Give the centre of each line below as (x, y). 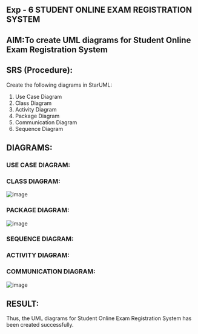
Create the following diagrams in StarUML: (59, 85)
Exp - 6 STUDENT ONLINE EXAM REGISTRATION (99, 10)
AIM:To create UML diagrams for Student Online (99, 40)
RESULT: (23, 304)
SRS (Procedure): (40, 70)
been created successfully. (40, 325)
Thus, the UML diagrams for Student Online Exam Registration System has (99, 318)
